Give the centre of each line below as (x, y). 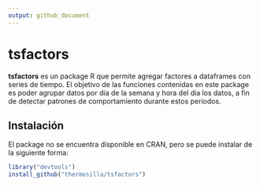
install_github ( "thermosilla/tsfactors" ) (77, 175)
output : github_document (49, 15)
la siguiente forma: (39, 153)
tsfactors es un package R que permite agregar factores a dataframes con (129, 76)
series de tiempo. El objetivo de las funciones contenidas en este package (129, 84)
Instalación (36, 125)
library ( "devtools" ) (42, 167)
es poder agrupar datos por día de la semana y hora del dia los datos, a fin (129, 93)
